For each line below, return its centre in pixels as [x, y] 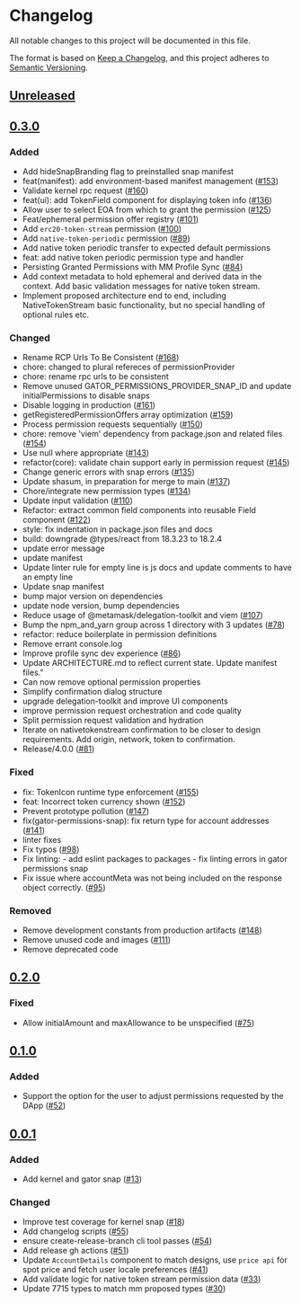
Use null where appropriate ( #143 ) [86, 453]
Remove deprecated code [70, 949]
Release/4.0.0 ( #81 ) [58, 749]
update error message [63, 548]
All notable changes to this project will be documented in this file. [130, 40]
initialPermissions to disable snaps [86, 395]
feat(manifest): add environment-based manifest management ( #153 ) [150, 182]
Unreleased [43, 96]
